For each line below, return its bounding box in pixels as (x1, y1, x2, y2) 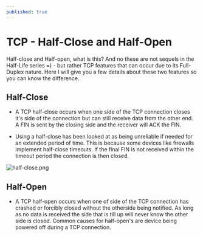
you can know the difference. (6, 74, 80, 82)
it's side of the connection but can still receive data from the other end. (15, 115, 193, 122)
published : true (6, 9, 47, 15)
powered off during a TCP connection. (15, 224, 111, 231)
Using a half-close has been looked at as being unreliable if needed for (15, 133, 193, 140)
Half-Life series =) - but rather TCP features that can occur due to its (6, 61, 179, 69)
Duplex (6, 68, 24, 75)
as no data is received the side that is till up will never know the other (15, 211, 188, 218)
